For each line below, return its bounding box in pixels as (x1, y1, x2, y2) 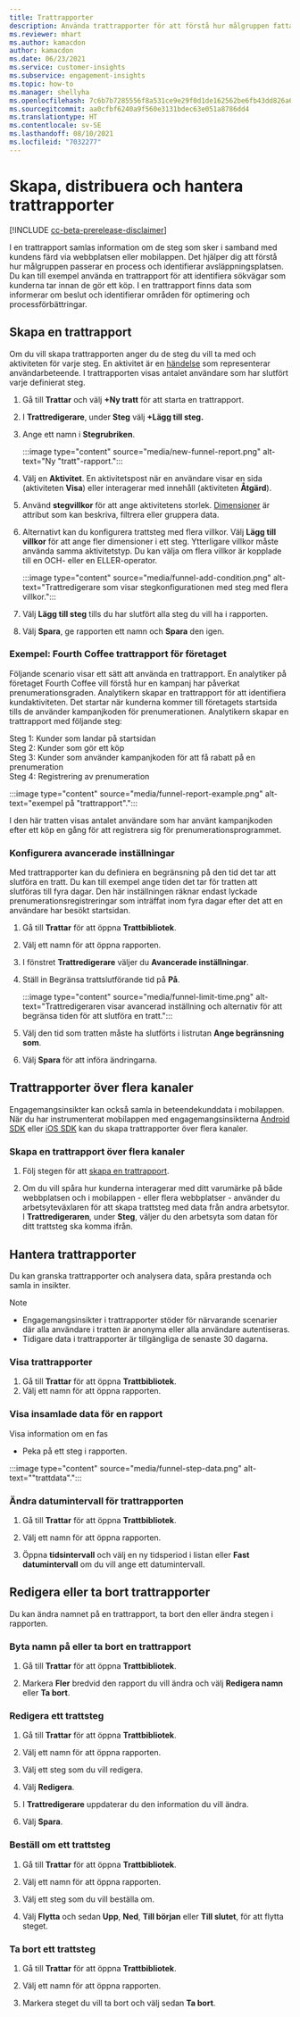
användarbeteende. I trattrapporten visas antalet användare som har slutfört (9, 367, 288, 378)
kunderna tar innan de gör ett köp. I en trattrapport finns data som (9, 279, 252, 290)
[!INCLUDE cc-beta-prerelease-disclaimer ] (9, 224, 167, 235)
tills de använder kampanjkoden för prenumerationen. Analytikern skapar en (9, 706, 289, 717)
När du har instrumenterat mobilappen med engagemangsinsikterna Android (9, 1113, 290, 1124)
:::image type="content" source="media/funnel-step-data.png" (9, 1463, 243, 1473)
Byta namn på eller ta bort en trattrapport (9, 1640, 192, 1653)
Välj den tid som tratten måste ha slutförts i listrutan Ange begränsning (21, 1028, 285, 1038)
